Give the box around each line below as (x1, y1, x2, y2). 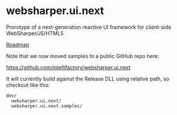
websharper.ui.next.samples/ (11, 103, 83, 109)
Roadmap (6, 41, 29, 48)
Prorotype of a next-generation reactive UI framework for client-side (6, 23, 172, 31)
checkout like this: (6, 81, 50, 89)
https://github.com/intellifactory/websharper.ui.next (6, 63, 131, 71)
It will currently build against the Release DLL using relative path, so (6, 75, 170, 82)
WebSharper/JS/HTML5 (6, 29, 64, 36)
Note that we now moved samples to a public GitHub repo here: (6, 52, 159, 59)
